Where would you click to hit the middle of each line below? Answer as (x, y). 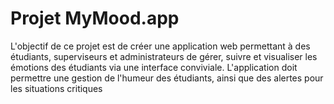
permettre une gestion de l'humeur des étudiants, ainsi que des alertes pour (167, 78)
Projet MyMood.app (95, 18)
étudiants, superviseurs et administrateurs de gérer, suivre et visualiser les (164, 56)
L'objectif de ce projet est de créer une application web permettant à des (160, 46)
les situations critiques (56, 88)
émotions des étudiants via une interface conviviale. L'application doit (154, 67)
